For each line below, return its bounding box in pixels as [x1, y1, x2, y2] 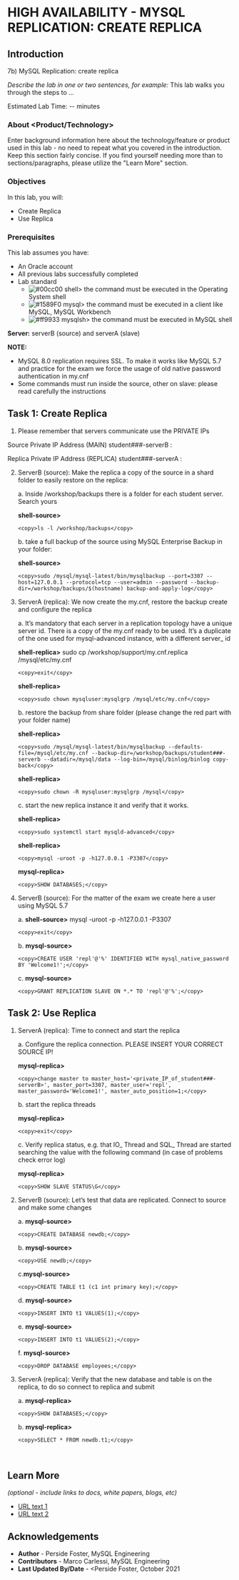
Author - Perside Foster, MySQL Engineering [17, 1549, 150, 1558]
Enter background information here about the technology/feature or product [7, 136, 230, 145]
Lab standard [17, 277, 57, 285]
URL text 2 [17, 1510, 49, 1519]
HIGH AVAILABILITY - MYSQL [7, 4, 185, 21]
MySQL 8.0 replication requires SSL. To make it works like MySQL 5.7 [17, 356, 222, 365]
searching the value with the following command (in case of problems [17, 1148, 223, 1156]
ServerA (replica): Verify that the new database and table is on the [17, 1374, 213, 1383]
